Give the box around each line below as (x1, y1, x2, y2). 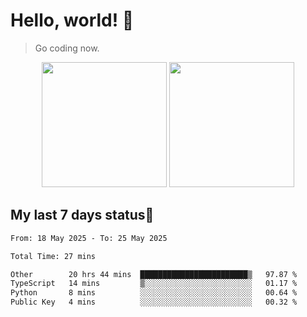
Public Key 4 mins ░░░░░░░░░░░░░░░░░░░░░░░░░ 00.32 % (10, 297, 298, 308)
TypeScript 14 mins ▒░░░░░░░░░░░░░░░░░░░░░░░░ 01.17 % (10, 279, 298, 289)
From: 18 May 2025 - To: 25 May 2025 (10, 233, 168, 243)
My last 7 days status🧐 (10, 207, 155, 224)
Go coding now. (34, 42, 100, 54)
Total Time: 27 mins (10, 251, 97, 261)
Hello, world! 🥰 (10, 9, 135, 32)
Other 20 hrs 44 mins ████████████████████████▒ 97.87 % (10, 269, 298, 279)
